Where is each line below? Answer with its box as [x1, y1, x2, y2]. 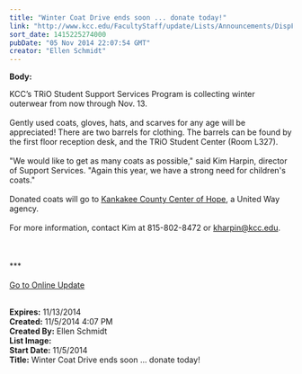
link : [9, 22, 30, 31]
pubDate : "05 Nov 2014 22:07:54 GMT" [9, 38, 151, 48]
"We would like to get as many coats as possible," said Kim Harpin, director [9, 156, 288, 166]
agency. [9, 203, 39, 214]
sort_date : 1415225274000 [9, 30, 106, 39]
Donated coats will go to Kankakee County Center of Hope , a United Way [9, 194, 280, 205]
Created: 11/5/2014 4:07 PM [9, 316, 114, 327]
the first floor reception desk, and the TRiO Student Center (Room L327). [9, 137, 279, 147]
